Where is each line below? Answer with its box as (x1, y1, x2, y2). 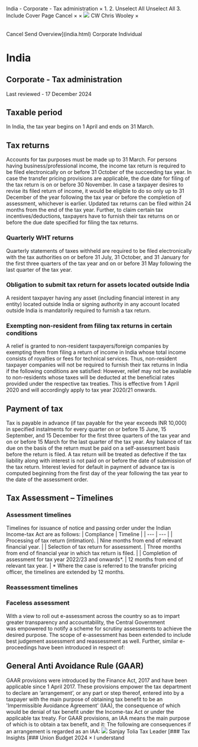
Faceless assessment (6, 599, 70, 607)
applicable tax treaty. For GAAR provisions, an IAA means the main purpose (6, 714, 190, 722)
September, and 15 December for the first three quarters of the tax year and (6, 432, 190, 439)
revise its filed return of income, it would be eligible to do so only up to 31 (6, 188, 184, 195)
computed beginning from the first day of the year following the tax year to (6, 469, 188, 476)
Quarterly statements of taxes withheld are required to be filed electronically (6, 247, 192, 254)
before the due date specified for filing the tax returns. (6, 219, 139, 226)
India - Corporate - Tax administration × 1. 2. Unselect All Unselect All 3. (6, 5, 181, 12)
